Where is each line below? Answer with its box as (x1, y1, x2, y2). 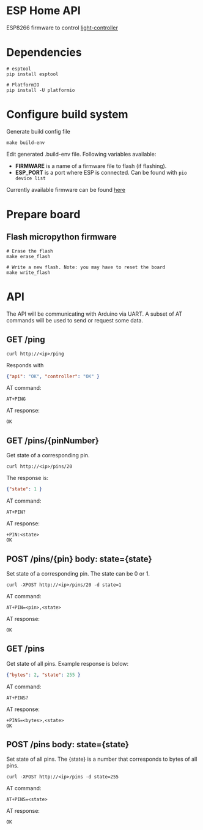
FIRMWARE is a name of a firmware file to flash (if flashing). (15, 162, 167, 169)
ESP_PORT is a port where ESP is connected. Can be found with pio (15, 169, 188, 176)
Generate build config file (6, 128, 70, 135)
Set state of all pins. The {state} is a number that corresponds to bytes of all (6, 755, 197, 763)
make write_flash (6, 269, 51, 276)
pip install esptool (6, 71, 59, 77)
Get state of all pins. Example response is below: (6, 660, 129, 667)
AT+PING (6, 396, 26, 402)
